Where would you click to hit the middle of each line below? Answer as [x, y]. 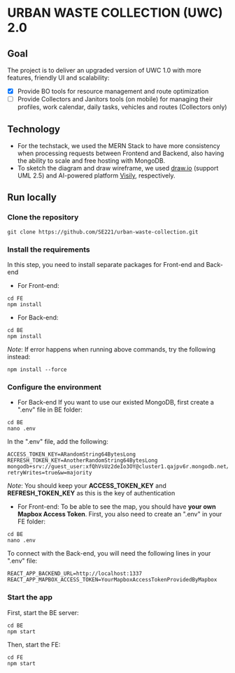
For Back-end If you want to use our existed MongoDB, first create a [116, 403]
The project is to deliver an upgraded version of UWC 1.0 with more [104, 70]
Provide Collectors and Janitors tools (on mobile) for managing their [115, 99]
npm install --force [37, 369]
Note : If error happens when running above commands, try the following [111, 349]
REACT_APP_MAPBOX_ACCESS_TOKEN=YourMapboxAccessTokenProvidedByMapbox [112, 580]
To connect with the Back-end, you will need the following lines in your [109, 553]
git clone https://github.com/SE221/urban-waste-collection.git [103, 232]
